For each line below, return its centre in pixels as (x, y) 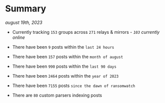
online (19, 37)
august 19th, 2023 (24, 22)
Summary (26, 9)
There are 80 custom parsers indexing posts (57, 95)
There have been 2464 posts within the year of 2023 (65, 76)
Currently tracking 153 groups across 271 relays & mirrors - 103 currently (86, 32)
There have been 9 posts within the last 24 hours (63, 47)
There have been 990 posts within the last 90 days (64, 66)
